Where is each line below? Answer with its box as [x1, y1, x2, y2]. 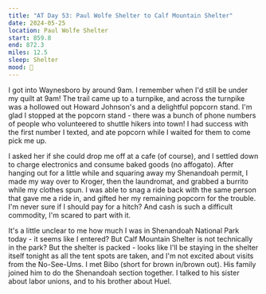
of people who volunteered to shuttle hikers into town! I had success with [8, 118, 248, 128]
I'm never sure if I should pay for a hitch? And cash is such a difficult [8, 202, 233, 211]
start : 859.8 [8, 33, 52, 42]
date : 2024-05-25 [8, 19, 66, 27]
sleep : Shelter [8, 56, 59, 64]
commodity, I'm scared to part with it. [8, 210, 131, 219]
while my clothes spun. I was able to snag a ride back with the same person [8, 184, 256, 195]
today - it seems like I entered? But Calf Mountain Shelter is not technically [8, 234, 253, 243]
